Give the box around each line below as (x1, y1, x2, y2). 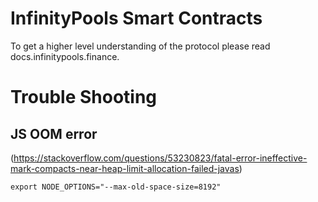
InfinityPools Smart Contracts (10, 7, 263, 30)
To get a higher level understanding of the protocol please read (10, 40, 271, 52)
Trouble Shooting (10, 86, 158, 109)
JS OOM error (10, 125, 98, 142)
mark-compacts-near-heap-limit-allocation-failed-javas (10, 162, 240, 174)
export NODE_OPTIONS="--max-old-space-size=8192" (10, 182, 222, 192)
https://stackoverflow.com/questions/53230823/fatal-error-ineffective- (13, 152, 308, 164)
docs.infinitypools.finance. (10, 50, 120, 62)
